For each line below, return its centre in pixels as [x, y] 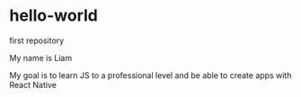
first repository [37, 40]
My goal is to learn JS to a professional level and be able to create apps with [150, 75]
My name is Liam [41, 57]
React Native [33, 84]
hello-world [54, 16]
